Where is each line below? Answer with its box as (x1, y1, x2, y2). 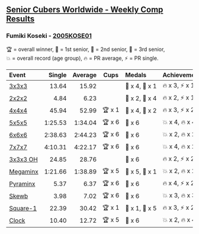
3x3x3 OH (9, 155, 38, 164)
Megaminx (9, 168, 38, 176)
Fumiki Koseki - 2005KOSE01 (6, 32, 92, 40)
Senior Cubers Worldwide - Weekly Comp (6, 5, 163, 15)
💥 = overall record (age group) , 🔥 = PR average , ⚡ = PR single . (6, 55, 159, 62)
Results (6, 14, 35, 24)
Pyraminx (9, 180, 36, 188)
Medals (125, 70, 147, 79)
